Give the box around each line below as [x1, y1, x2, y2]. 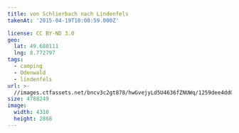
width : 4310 [14, 109, 50, 116]
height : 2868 [14, 115, 53, 122]
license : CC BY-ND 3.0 [7, 30, 75, 37]
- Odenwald [14, 69, 46, 76]
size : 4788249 [7, 96, 50, 103]
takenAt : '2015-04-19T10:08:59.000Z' [7, 17, 119, 24]
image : [7, 102, 27, 110]
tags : [7, 56, 23, 64]
